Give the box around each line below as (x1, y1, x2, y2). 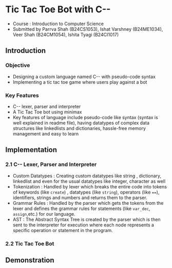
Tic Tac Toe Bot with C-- (5, 4, 111, 15)
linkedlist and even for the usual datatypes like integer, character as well (12, 178, 166, 184)
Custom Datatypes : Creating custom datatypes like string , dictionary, (12, 173, 162, 179)
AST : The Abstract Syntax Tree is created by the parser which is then (12, 216, 161, 222)
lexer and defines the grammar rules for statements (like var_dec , (12, 205, 150, 212)
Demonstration (5, 256, 55, 264)
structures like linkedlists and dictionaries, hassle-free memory (12, 125, 146, 131)
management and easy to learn (12, 130, 79, 137)
